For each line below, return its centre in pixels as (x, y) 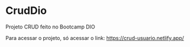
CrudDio (26, 11)
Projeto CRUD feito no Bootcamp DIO (50, 27)
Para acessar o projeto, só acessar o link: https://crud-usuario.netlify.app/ (95, 38)
